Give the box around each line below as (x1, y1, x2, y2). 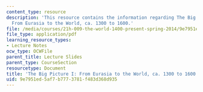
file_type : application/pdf (6, 31, 77, 38)
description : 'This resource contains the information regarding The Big (6, 15, 196, 21)
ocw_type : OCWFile (6, 48, 53, 54)
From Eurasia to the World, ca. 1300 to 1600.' (11, 20, 134, 26)
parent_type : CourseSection (6, 59, 77, 65)
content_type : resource (6, 8, 66, 15)
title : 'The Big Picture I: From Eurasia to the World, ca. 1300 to (6, 71, 182, 77)
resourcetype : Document (6, 65, 66, 71)
